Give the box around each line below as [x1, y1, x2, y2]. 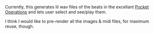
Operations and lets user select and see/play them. [5, 9, 107, 15]
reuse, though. [5, 23, 34, 29]
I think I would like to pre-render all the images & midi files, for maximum [5, 19, 149, 24]
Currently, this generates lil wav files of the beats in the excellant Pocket [5, 4, 149, 10]
